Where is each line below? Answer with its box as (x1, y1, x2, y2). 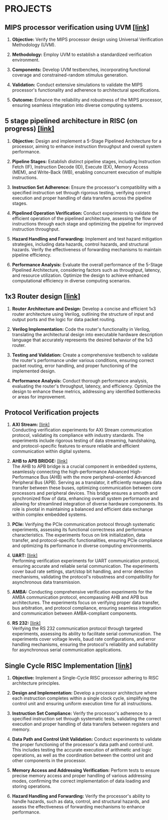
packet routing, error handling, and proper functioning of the (12, 362, 138, 368)
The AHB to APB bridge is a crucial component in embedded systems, (12, 464, 157, 470)
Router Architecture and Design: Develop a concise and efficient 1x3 (12, 306, 156, 312)
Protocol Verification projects (5, 408, 99, 417)
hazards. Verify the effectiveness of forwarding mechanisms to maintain (12, 246, 162, 252)
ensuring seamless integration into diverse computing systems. (12, 102, 144, 108)
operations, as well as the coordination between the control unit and (12, 752, 153, 758)
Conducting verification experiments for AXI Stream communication (12, 427, 153, 433)
